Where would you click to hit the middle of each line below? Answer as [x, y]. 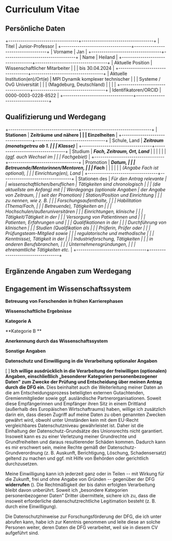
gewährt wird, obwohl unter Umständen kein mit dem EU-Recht [72, 420]
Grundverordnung [24, 453]
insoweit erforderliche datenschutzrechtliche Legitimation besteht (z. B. [81, 501]
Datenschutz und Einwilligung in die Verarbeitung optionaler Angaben [81, 361]
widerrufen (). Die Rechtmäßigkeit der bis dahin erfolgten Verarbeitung [80, 485]
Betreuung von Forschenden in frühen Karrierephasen [64, 301]
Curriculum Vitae [42, 10]
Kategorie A [18, 321]
